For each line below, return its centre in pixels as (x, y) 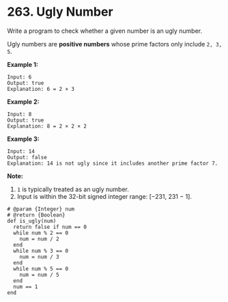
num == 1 (26, 287)
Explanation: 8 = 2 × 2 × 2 (47, 126)
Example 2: (23, 101)
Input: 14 (21, 151)
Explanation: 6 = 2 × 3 (41, 89)
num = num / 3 (39, 257)
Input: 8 (19, 114)
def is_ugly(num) (32, 221)
